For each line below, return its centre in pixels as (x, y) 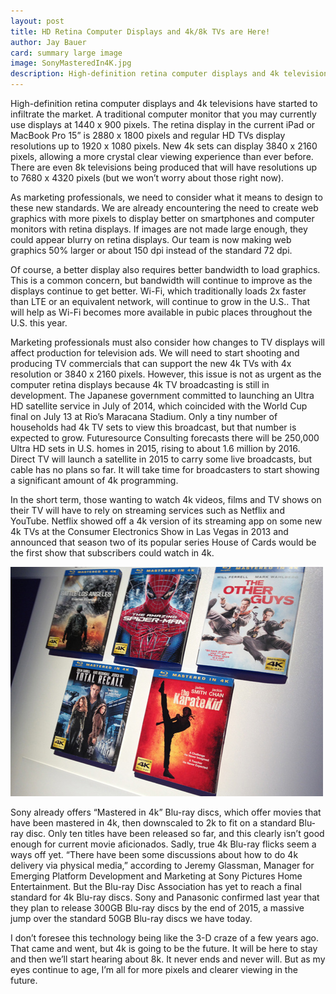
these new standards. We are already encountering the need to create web (164, 208)
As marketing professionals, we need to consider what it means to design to (166, 197)
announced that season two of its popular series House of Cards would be (163, 542)
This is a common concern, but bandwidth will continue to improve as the (161, 280)
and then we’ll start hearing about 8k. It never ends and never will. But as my (168, 959)
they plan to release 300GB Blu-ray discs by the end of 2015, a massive (157, 908)
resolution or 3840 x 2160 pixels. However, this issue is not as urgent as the (166, 374)
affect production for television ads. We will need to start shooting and (155, 353)
